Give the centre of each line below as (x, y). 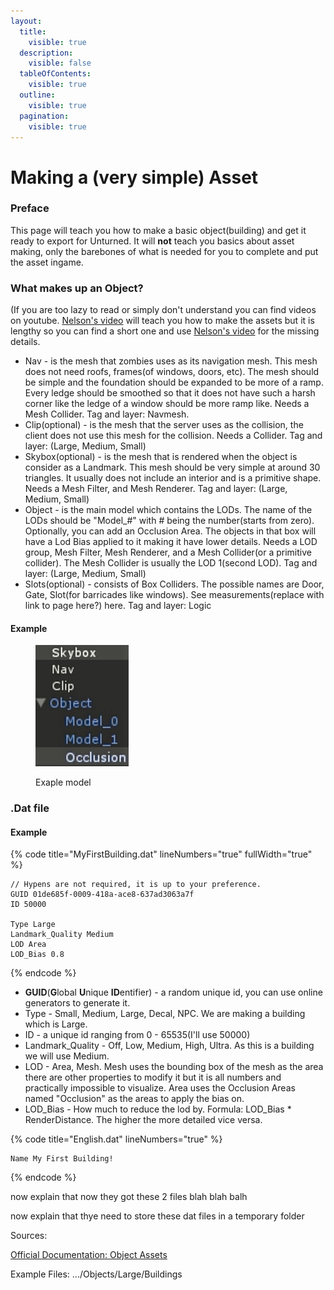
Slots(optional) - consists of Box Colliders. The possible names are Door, (174, 584)
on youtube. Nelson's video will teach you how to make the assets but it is (162, 321)
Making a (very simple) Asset (134, 177)
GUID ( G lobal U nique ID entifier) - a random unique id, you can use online (173, 992)
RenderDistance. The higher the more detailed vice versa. (143, 1120)
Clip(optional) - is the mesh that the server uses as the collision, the (164, 425)
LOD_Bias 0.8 (37, 955)
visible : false (60, 63)
